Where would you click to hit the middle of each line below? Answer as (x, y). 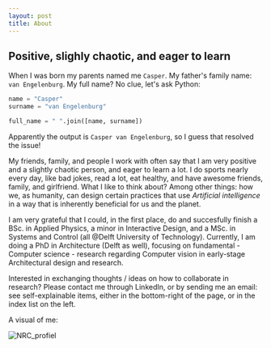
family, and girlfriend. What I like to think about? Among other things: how (131, 186)
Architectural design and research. (66, 262)
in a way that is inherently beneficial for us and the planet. (105, 204)
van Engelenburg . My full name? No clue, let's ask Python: (104, 84)
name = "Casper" (36, 99)
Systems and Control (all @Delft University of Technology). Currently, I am (132, 236)
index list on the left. (42, 303)
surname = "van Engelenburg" (57, 107)
